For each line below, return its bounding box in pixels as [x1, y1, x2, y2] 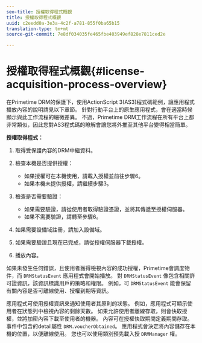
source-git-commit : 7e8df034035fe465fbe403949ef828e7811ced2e [6, 31, 166, 37]
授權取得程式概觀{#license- [6, 65, 145, 79]
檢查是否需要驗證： [14, 193, 63, 200]
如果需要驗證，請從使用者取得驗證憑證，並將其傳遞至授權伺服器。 [24, 206, 188, 213]
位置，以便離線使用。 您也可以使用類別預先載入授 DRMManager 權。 [16, 330, 181, 338]
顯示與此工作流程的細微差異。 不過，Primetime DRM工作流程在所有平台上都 [6, 114, 195, 121]
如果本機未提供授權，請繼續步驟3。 [24, 180, 113, 187]
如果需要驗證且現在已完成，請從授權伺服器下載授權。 [14, 239, 148, 246]
